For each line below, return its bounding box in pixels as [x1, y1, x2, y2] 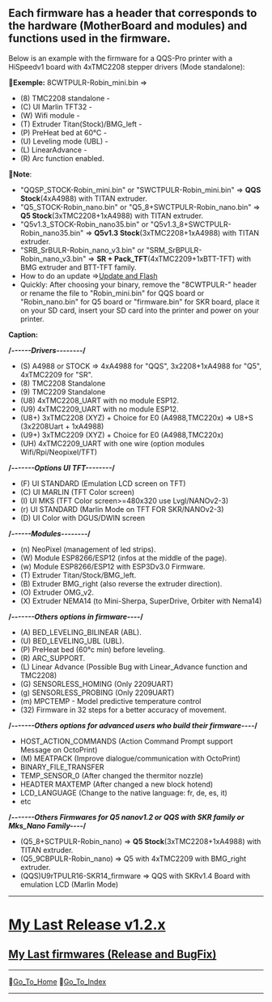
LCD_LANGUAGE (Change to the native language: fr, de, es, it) [19, 787, 228, 797]
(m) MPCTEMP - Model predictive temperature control [19, 696, 202, 706]
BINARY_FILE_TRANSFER [19, 761, 104, 772]
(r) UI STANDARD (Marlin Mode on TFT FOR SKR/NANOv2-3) [19, 504, 224, 514]
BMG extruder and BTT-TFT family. [19, 262, 137, 272]
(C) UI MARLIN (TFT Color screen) [19, 487, 135, 497]
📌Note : [8, 169, 32, 179]
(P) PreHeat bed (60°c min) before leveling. [19, 644, 166, 654]
